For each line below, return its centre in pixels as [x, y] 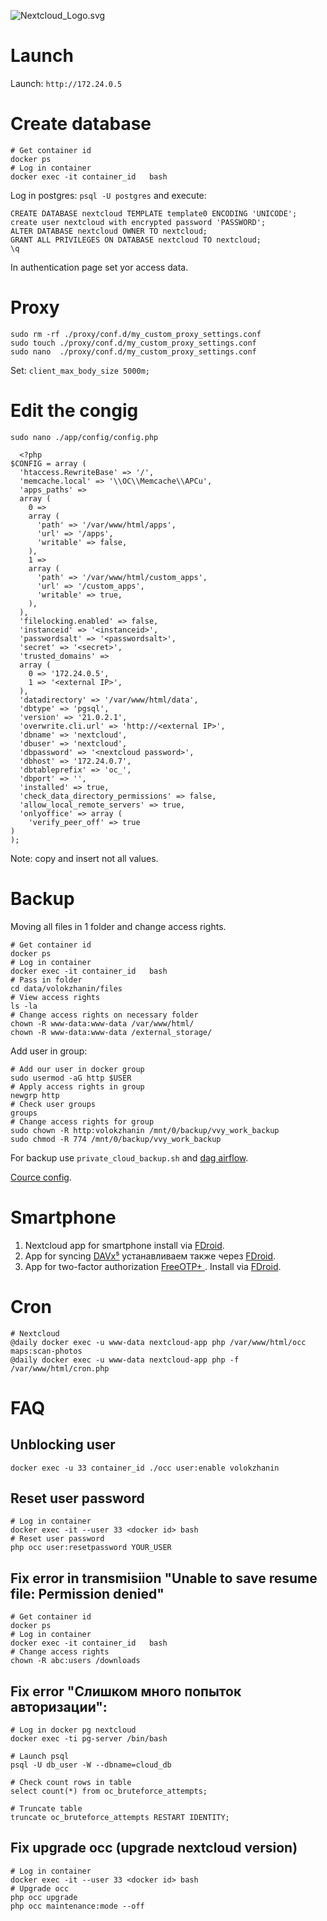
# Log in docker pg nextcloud [73, 1730]
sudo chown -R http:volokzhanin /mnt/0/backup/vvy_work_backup [145, 1130]
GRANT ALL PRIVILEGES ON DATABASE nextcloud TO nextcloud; [136, 240]
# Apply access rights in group [77, 1086]
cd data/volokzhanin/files [66, 988]
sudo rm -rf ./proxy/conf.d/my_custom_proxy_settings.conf [136, 334]
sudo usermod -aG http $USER [71, 1078]
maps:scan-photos [46, 1351]
